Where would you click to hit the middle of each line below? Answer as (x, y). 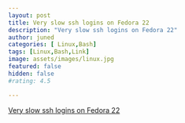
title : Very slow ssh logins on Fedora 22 (79, 23)
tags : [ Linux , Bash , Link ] (49, 52)
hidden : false (31, 74)
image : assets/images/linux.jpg (61, 60)
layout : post (30, 15)
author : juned (31, 37)
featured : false (35, 67)
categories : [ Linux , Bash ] (52, 45)
